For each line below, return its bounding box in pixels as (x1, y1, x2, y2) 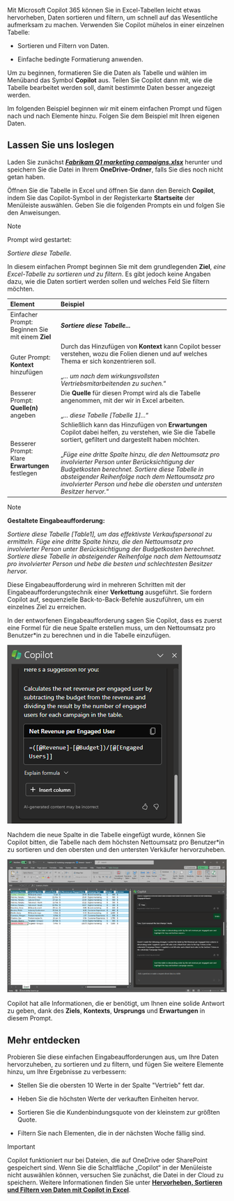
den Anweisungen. (7, 208, 61, 217)
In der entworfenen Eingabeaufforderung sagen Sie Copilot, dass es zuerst (7, 616, 222, 625)
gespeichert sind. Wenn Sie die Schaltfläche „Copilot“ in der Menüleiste (7, 1163, 212, 1172)
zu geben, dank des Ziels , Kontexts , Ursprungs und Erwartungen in (7, 1007, 205, 1015)
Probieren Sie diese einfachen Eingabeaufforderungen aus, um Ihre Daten (7, 1053, 219, 1062)
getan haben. (7, 172, 45, 181)
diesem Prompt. (7, 1014, 53, 1023)
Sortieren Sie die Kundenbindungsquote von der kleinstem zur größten (17, 1108, 221, 1117)
